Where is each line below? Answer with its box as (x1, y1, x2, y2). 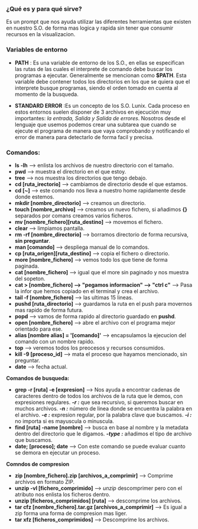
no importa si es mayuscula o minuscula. (14, 417, 114, 425)
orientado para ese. (14, 325, 63, 332)
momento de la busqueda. (14, 91, 79, 98)
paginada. (14, 262, 40, 270)
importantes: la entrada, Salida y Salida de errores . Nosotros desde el (14, 114, 186, 121)
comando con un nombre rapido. (14, 338, 95, 345)
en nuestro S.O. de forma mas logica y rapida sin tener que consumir (6, 24, 174, 31)
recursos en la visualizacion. (6, 31, 76, 38)
